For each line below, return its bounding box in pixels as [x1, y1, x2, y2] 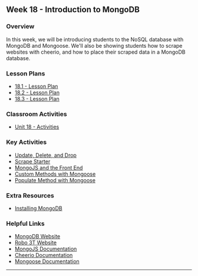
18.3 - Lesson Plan [14, 95, 60, 102]
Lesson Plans [6, 69, 45, 77]
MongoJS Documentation [14, 245, 77, 252]
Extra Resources [6, 191, 54, 199]
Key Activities [6, 138, 47, 146]
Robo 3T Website [14, 239, 57, 247]
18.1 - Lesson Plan [14, 83, 58, 90]
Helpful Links [6, 219, 45, 228]
